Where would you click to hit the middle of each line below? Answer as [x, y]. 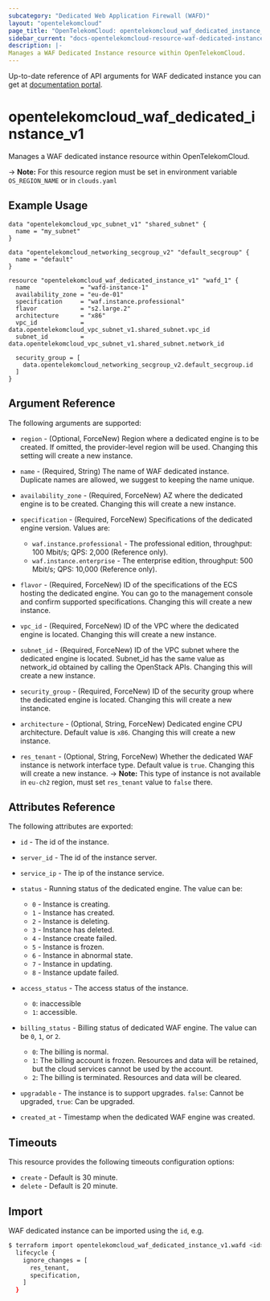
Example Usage [48, 206]
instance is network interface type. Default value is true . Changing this [137, 765]
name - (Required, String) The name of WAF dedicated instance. [125, 471]
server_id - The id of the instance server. [88, 857]
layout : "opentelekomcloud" [55, 23]
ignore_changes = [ [55, 1260]
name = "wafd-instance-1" [82, 287]
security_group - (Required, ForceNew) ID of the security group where [137, 691]
